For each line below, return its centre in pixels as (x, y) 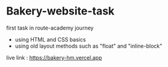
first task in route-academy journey (50, 28)
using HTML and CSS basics (50, 39)
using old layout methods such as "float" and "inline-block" (89, 46)
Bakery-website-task (61, 11)
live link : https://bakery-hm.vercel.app (54, 57)
